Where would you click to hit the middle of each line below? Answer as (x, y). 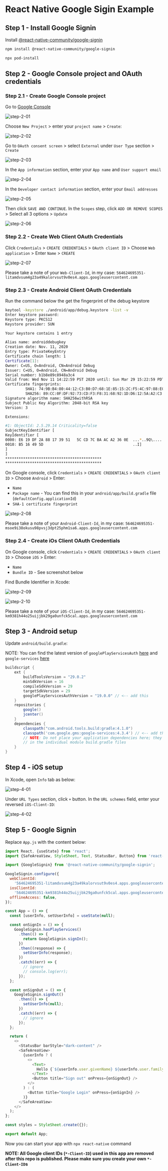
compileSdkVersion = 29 (48, 686)
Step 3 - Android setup (41, 631)
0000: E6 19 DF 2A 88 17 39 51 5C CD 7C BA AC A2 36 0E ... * (73, 440)
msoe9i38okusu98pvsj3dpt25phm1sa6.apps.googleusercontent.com (71, 528)
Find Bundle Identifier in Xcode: (37, 582)
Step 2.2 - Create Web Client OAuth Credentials (64, 237)
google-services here (27, 658)
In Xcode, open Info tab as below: (40, 779)
